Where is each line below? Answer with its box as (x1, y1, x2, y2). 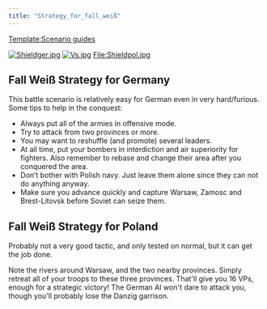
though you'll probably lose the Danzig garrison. (8, 291, 169, 301)
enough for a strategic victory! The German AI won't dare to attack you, (8, 282, 247, 292)
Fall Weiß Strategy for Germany (8, 74, 171, 87)
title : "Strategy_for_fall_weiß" (8, 11, 121, 20)
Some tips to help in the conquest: (8, 103, 123, 113)
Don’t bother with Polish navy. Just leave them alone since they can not (19, 171, 259, 180)
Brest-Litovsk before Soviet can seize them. (19, 196, 167, 206)
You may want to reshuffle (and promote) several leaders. (19, 136, 213, 146)
